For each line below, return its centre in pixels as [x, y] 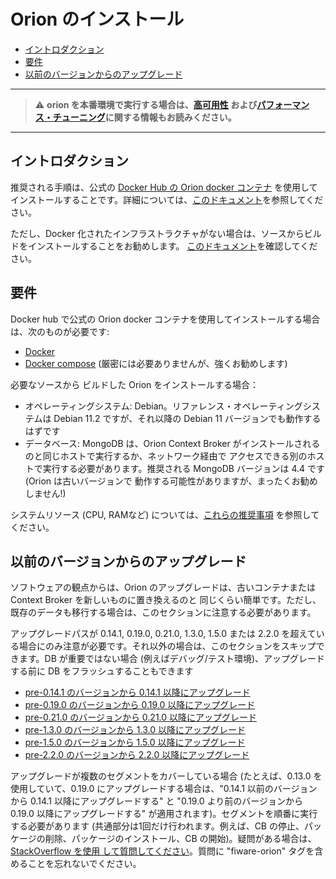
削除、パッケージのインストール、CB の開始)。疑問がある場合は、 [180, 839]
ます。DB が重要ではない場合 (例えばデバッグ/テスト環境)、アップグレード [171, 659]
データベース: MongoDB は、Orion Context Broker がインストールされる [172, 443]
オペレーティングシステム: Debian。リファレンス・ [129, 406]
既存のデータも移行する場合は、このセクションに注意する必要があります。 [163, 612]
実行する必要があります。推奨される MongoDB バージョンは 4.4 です [184, 468]
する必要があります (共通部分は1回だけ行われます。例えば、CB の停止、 [157, 826]
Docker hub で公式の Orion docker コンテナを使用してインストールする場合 [165, 319]
